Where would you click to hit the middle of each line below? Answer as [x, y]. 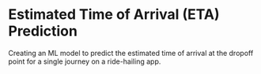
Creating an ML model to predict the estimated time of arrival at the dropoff [131, 53]
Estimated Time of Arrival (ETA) [114, 15]
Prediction [43, 31]
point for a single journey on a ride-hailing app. [85, 61]
